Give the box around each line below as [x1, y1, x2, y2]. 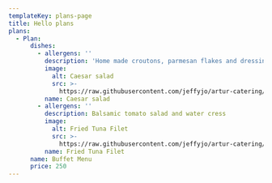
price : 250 [29, 163, 67, 171]
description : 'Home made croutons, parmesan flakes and [44, 57, 237, 66]
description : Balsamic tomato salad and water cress [44, 110, 227, 118]
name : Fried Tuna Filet [44, 147, 125, 155]
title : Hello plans [8, 19, 74, 28]
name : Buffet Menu [29, 155, 92, 163]
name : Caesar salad [44, 95, 111, 103]
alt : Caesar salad [51, 72, 114, 80]
